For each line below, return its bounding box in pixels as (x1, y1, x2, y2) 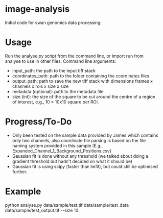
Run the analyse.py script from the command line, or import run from (5, 53, 144, 59)
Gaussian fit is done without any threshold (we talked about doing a (12, 153, 148, 159)
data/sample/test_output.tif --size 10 (5, 207, 79, 213)
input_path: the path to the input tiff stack (12, 68, 96, 73)
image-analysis (5, 3, 70, 15)
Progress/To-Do (5, 116, 72, 127)
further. (12, 169, 28, 174)
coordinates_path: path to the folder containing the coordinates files (12, 73, 149, 79)
